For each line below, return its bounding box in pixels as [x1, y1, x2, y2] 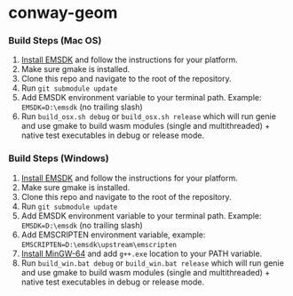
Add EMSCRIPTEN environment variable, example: [20, 229, 206, 240]
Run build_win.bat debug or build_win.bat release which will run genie [20, 257, 285, 268]
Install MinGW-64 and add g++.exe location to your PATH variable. [20, 248, 263, 259]
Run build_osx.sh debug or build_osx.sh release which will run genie [20, 111, 277, 122]
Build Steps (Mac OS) [8, 35, 102, 47]
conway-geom [8, 3, 118, 23]
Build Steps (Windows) [8, 152, 109, 164]
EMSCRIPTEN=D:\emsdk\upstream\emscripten [20, 240, 177, 249]
